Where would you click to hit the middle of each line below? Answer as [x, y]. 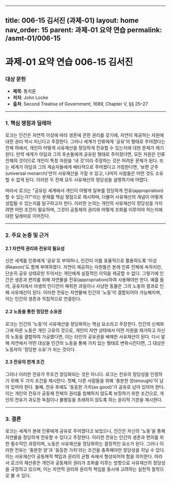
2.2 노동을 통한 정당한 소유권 [34, 311]
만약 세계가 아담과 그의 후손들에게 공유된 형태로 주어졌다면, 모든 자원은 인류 [91, 154]
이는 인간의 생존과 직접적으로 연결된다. [43, 299]
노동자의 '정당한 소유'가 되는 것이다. [41, 349]
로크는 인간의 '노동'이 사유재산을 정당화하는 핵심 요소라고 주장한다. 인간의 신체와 [85, 324]
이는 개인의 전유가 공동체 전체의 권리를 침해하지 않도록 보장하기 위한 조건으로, [82, 393]
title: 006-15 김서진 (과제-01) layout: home [72, 21]
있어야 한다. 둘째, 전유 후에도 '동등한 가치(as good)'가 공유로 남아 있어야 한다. [88, 387]
